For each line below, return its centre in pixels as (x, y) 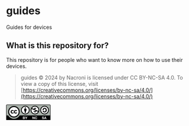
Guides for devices (29, 27)
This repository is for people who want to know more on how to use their (94, 59)
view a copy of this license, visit (59, 84)
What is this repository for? (58, 46)
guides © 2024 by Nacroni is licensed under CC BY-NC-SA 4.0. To (102, 77)
